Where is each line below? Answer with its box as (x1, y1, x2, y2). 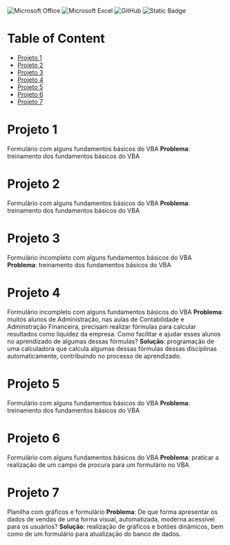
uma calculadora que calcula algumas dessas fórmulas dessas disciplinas (7, 344, 218, 352)
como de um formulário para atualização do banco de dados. (7, 529, 182, 538)
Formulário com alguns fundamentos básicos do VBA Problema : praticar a (7, 453, 219, 461)
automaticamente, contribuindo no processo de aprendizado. (7, 352, 182, 360)
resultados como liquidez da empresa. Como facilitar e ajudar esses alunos (7, 329, 221, 338)
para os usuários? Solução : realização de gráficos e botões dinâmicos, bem (7, 522, 224, 530)
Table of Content (7, 31, 106, 46)
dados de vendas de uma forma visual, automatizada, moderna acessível (7, 515, 215, 523)
